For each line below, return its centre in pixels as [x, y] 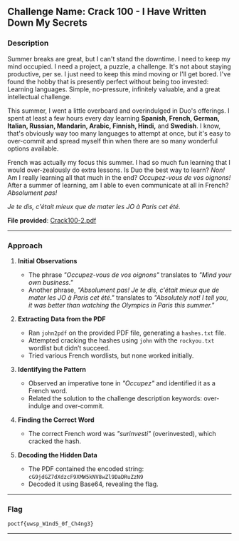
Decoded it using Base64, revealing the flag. [93, 484]
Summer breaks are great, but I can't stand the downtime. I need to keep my [119, 59]
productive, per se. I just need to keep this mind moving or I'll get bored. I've [119, 74]
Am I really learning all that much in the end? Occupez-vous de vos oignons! [119, 177]
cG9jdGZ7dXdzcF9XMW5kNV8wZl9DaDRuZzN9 [86, 477]
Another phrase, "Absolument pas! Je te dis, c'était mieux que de [124, 290]
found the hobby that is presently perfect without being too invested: [108, 81]
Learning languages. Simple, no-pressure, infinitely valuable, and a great [114, 89]
